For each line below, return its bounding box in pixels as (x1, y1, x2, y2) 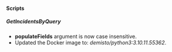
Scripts (6, 5, 25, 12)
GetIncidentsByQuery (6, 18, 61, 25)
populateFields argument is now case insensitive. (14, 33, 137, 40)
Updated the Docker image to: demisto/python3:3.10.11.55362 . (14, 39, 167, 46)
